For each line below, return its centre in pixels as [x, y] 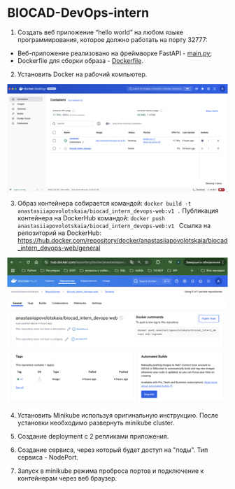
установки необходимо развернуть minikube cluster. [96, 423]
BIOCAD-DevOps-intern [78, 13]
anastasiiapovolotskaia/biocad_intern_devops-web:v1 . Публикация [118, 211]
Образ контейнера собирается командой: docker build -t [104, 204]
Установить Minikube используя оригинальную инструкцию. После [118, 416]
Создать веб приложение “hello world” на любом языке [100, 32]
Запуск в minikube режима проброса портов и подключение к [111, 471]
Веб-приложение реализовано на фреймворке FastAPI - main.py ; [114, 53]
